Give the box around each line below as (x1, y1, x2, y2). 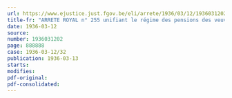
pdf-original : (7, 74, 48, 81)
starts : (7, 61, 30, 68)
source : (7, 29, 30, 37)
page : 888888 (7, 42, 45, 49)
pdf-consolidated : (7, 81, 60, 88)
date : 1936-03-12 (7, 23, 57, 30)
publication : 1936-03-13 (7, 55, 79, 62)
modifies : (7, 68, 36, 75)
